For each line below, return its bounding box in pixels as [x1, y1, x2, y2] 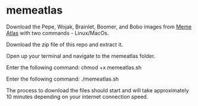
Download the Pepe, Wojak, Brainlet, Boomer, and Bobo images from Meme [6, 23, 192, 30]
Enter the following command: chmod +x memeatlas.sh [6, 63, 142, 71]
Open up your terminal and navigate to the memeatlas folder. [6, 52, 156, 59]
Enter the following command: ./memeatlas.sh [6, 75, 119, 82]
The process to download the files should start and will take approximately [6, 86, 189, 94]
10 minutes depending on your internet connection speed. [6, 93, 148, 100]
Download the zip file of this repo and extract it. [6, 41, 123, 48]
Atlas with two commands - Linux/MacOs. [6, 29, 109, 36]
